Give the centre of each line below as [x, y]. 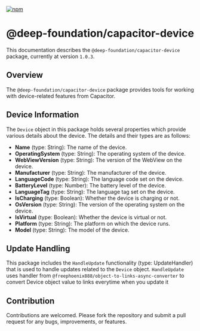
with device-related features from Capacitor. [61, 96]
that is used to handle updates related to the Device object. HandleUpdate [95, 269]
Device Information [43, 115]
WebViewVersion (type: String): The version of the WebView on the [98, 160]
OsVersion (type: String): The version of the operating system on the [100, 204]
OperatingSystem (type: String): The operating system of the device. [100, 153]
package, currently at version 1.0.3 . [50, 56]
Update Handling [38, 248]
